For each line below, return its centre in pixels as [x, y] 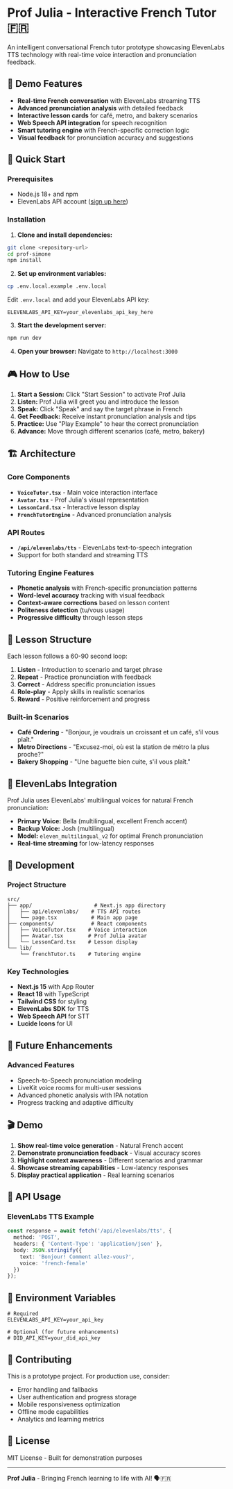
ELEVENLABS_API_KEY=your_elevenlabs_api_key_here [80, 313]
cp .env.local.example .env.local [57, 286]
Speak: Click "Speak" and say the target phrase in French [100, 409]
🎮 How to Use [38, 374]
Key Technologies [38, 971]
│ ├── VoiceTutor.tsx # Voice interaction [77, 930]
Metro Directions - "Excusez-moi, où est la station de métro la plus [113, 747]
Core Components [39, 477]
